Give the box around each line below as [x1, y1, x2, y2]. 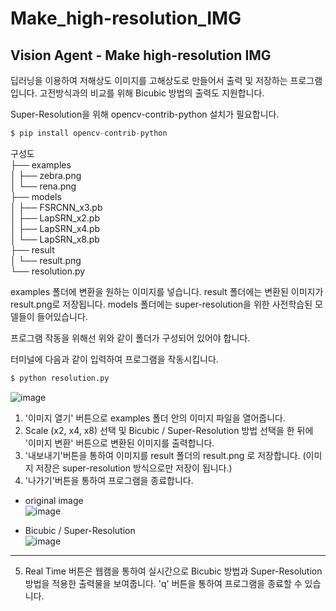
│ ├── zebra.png [10, 169, 82, 181]
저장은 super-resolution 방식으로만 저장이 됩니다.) [35, 462, 233, 474]
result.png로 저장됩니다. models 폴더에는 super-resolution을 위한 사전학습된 [10, 298, 313, 310]
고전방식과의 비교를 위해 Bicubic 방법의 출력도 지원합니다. [39, 87, 265, 99]
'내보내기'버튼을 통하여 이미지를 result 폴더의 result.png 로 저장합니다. [24, 449, 301, 461]
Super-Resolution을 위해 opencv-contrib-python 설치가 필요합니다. [10, 108, 280, 120]
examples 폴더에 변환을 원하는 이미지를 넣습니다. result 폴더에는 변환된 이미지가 [10, 285, 324, 297]
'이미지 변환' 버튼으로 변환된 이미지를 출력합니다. [24, 437, 215, 449]
